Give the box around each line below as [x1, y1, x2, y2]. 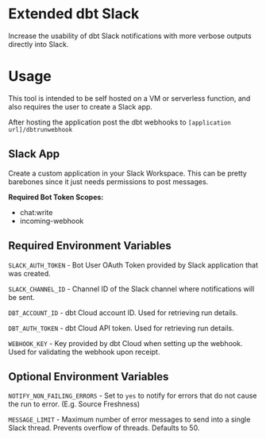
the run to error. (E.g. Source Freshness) [8, 399, 141, 409]
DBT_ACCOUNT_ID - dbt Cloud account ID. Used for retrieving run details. [8, 307, 238, 318]
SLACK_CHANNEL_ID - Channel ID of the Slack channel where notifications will [8, 283, 255, 294]
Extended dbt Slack [8, 5, 140, 23]
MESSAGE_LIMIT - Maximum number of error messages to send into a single [8, 414, 251, 425]
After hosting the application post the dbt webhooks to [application [8, 117, 232, 127]
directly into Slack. [8, 39, 69, 48]
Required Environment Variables [8, 239, 172, 252]
